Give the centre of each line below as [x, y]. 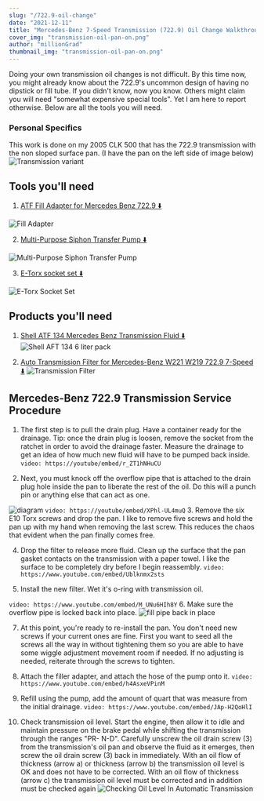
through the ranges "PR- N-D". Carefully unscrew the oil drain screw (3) [136, 738]
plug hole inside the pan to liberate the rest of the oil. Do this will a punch [138, 486]
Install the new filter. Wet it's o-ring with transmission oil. [112, 588]
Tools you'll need [52, 186]
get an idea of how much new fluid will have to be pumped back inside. [135, 454]
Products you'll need [61, 316]
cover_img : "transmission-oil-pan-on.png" [79, 37]
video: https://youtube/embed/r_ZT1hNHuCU [90, 464]
